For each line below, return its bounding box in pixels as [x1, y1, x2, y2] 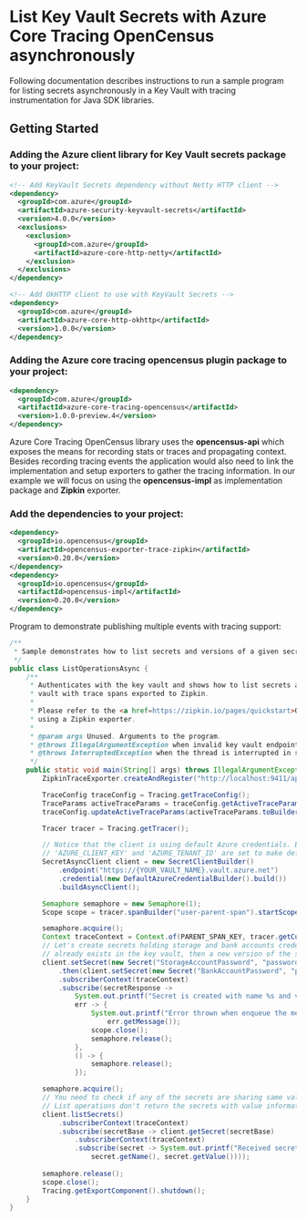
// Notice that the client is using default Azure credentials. [42, 840, 291, 849]
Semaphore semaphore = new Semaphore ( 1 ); [42, 899, 202, 908]
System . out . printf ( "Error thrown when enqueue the [90, 1009, 287, 1018]
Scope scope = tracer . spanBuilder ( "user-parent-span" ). [42, 907, 259, 917]
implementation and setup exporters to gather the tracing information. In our [9, 466, 296, 477]
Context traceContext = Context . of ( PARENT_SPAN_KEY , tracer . [42, 932, 280, 942]
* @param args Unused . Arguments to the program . [29, 732, 222, 741]
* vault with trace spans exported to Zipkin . [29, 690, 209, 699]
